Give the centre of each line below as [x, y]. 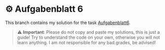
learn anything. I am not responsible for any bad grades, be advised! [86, 42]
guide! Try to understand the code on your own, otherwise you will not [88, 37]
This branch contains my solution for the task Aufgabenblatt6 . [68, 23]
